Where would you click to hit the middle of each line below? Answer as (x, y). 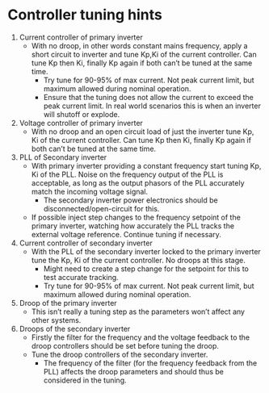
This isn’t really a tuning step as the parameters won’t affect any (138, 311)
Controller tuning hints (85, 15)
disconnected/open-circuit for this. (101, 208)
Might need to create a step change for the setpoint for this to (146, 269)
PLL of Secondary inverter (63, 157)
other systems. (56, 320)
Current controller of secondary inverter (86, 243)
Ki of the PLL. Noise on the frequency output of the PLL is (127, 174)
